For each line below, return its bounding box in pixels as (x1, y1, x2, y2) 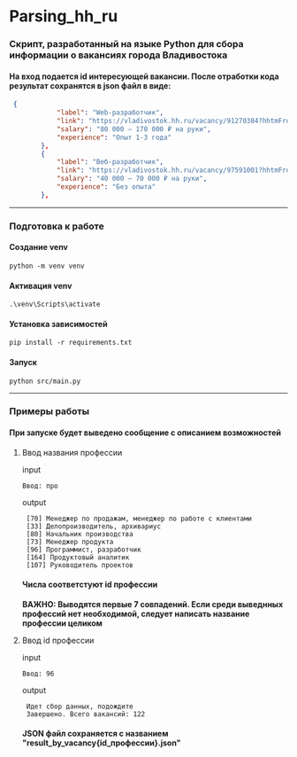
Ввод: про (21, 481, 59, 490)
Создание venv (9, 242, 69, 253)
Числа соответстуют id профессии (21, 579, 158, 590)
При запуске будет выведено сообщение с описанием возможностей (9, 427, 281, 438)
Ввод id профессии (21, 635, 95, 645)
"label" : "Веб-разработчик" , (56, 158, 164, 167)
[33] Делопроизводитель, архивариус (26, 521, 162, 531)
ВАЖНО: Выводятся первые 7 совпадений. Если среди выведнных (21, 598, 284, 609)
